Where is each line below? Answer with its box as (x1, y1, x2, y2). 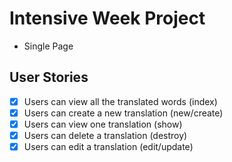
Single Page (23, 40, 74, 52)
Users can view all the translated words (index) (23, 95, 218, 107)
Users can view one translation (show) (23, 118, 183, 130)
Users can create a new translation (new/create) (23, 107, 224, 119)
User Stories (9, 69, 89, 86)
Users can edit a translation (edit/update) (23, 141, 194, 152)
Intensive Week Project (9, 7, 206, 30)
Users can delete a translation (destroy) (23, 129, 188, 141)
